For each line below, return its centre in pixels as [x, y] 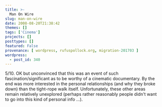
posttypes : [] [20, 42]
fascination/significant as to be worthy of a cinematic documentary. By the [80, 79]
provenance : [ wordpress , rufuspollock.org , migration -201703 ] [72, 50]
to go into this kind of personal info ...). [44, 99]
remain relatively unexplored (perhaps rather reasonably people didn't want [81, 94]
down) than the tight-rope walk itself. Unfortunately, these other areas [75, 89]
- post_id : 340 [25, 60]
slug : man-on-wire [24, 19]
